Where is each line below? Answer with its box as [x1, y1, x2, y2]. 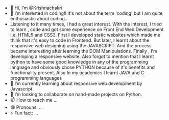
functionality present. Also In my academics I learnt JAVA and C [10, 70, 144, 76]
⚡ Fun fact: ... [10, 110, 38, 116]
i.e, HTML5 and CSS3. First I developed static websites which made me [10, 32, 161, 38]
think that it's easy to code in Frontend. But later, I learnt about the [10, 37, 150, 43]
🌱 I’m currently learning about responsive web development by [10, 80, 142, 86]
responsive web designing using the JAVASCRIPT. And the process [10, 43, 152, 48]
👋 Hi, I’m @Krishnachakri [10, 5, 63, 11]
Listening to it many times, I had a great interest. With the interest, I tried [10, 21, 162, 27]
